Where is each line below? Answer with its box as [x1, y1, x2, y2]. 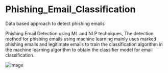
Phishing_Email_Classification [5, 4, 136, 15]
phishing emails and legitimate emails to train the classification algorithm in [5, 41, 163, 47]
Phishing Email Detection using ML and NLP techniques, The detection [5, 30, 154, 36]
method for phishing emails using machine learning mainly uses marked [5, 36, 157, 42]
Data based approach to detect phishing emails [5, 20, 105, 27]
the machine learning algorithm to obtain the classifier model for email [5, 46, 153, 53]
